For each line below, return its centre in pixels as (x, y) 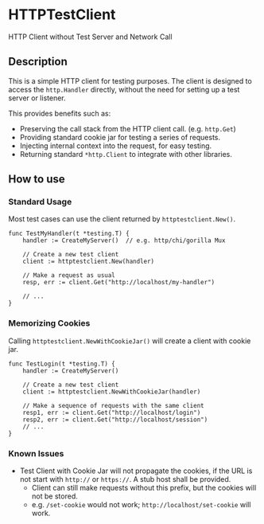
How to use (37, 180)
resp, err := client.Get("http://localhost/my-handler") (119, 283)
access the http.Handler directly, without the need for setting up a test (124, 89)
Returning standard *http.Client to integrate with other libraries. (126, 154)
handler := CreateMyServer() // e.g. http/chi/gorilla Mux (124, 240)
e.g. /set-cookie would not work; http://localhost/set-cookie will (141, 505)
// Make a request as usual (69, 276)
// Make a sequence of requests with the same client (113, 405)
